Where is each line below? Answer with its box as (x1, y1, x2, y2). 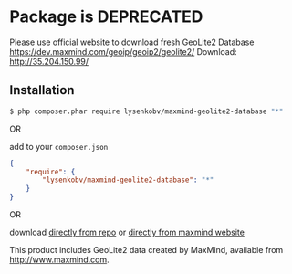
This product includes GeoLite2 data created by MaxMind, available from (9, 245, 284, 255)
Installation (9, 82, 75, 98)
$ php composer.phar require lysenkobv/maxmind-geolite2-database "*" (9, 107, 284, 116)
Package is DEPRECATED (9, 6, 203, 27)
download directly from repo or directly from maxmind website (9, 227, 245, 237)
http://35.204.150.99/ (9, 56, 89, 67)
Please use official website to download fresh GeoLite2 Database (9, 37, 255, 47)
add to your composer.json (9, 141, 109, 152)
